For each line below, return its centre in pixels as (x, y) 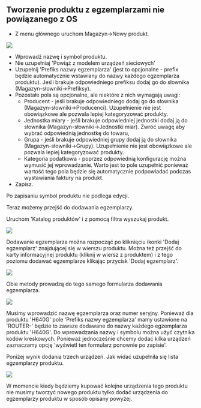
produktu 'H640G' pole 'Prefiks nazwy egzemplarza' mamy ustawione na (97, 319)
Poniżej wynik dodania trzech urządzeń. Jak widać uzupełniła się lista (92, 356)
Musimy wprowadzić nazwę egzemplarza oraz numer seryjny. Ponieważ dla (100, 313)
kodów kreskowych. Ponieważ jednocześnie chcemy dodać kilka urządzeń (98, 338)
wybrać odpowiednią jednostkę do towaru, (76, 133)
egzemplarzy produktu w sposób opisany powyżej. (69, 398)
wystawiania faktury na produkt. (64, 178)
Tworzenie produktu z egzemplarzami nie (85, 10)
